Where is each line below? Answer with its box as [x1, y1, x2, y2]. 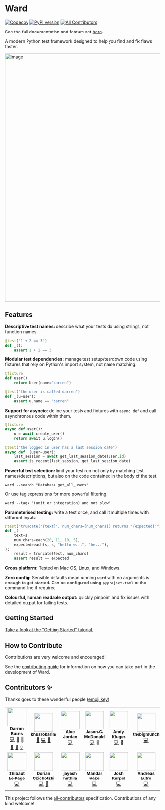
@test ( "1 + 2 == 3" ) [5, 338, 48, 343]
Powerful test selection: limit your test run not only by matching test [5, 467, 144, 473]
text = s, [14, 533, 29, 538]
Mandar [86, 770, 102, 776]
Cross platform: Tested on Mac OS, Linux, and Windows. [5, 565, 121, 571]
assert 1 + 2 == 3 [14, 348, 52, 353]
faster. [5, 43, 18, 49]
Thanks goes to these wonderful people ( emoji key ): [5, 696, 111, 702]
